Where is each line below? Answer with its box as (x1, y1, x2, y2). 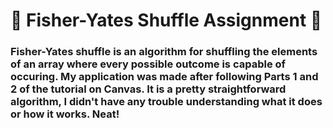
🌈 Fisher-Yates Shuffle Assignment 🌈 (10, 9, 323, 32)
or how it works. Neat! (10, 107, 120, 121)
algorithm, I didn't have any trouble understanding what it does (10, 95, 323, 109)
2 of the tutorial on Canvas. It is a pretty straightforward (10, 82, 287, 96)
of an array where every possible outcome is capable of (10, 57, 287, 71)
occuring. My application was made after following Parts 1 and (10, 70, 319, 84)
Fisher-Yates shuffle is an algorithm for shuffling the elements (10, 45, 318, 59)
